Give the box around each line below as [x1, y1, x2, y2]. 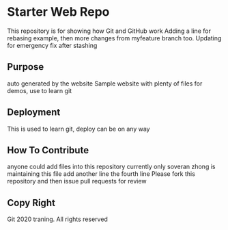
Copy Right [7, 196, 56, 209]
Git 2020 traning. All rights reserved [7, 215, 108, 223]
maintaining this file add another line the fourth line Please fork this [7, 170, 196, 178]
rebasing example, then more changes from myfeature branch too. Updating [7, 34, 222, 42]
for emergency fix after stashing [7, 41, 98, 49]
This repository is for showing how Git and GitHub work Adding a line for [7, 27, 212, 35]
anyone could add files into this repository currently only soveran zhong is [7, 162, 216, 171]
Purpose [7, 61, 44, 73]
